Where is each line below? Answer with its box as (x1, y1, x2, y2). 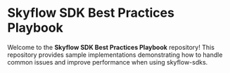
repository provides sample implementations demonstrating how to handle (7, 51, 223, 59)
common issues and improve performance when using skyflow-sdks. (7, 58, 208, 66)
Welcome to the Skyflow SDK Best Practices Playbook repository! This (7, 43, 215, 51)
